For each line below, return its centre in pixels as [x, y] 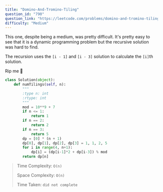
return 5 [40, 134]
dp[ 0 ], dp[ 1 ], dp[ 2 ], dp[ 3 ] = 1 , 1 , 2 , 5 [65, 143]
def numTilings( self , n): [40, 85]
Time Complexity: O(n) [39, 166]
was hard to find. [22, 47]
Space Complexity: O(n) [41, 175]
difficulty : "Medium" [27, 23]
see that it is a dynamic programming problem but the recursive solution [77, 42]
